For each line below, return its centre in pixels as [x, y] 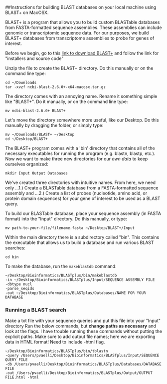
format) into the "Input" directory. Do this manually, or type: [66, 219]
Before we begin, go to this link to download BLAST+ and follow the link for [82, 53]
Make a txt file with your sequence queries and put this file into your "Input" [83, 321]
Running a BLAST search [36, 309]
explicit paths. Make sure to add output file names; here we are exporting [80, 336]
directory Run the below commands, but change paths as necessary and [81, 326]
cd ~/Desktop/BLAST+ [27, 139]
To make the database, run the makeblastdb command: [61, 266]
